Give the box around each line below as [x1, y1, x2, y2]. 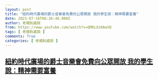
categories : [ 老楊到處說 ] [5, 39, 58, 43]
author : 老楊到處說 [5, 20, 41, 26]
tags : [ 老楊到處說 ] [5, 29, 45, 34]
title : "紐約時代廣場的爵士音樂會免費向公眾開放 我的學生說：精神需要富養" [5, 12, 139, 16]
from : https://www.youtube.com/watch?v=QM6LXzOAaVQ [5, 25, 111, 30]
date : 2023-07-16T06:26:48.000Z [5, 16, 70, 21]
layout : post [5, 7, 32, 12]
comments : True [5, 34, 36, 39]
